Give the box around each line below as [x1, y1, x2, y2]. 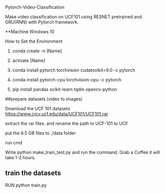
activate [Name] [12, 58, 46, 64]
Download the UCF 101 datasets [5, 106, 71, 111]
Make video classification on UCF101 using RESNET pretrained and [5, 14, 142, 19]
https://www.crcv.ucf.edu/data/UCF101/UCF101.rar [5, 111, 108, 117]
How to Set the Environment [5, 38, 63, 44]
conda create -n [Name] [12, 48, 62, 54]
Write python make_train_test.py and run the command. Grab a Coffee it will [5, 149, 160, 155]
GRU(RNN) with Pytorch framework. [5, 19, 79, 25]
